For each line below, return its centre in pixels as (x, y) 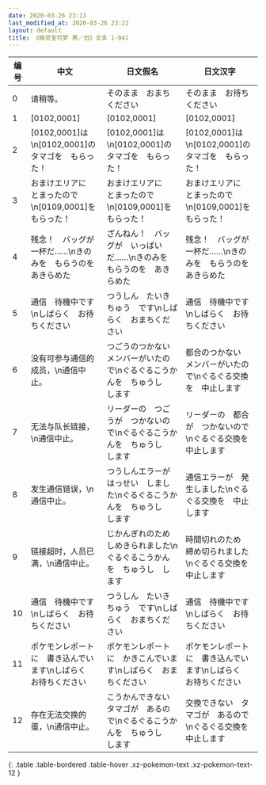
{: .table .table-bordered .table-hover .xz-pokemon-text (99, 764)
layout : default (35, 30)
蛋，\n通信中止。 (62, 727)
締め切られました (217, 551)
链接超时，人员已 (63, 551)
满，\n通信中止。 (62, 563)
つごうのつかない (139, 347)
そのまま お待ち (217, 93)
